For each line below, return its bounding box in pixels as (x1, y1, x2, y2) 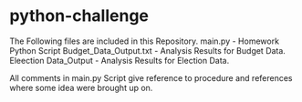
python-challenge (9, 5, 149, 26)
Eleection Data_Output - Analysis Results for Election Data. (9, 55, 230, 66)
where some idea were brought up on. (9, 82, 153, 93)
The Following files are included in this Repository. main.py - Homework (9, 36, 280, 46)
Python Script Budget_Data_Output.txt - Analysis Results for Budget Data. (9, 45, 286, 56)
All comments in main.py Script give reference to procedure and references (9, 72, 293, 83)
